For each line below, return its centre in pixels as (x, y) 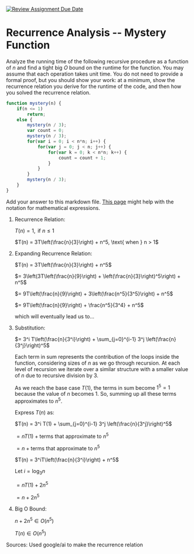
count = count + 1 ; (82, 158)
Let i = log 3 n (30, 472)
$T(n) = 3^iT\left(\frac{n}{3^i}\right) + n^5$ (67, 460)
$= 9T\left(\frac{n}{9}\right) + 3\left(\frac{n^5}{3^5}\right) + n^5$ (94, 294)
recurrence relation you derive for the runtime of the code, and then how (94, 86)
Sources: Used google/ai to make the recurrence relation (75, 545)
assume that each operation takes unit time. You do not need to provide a (95, 74)
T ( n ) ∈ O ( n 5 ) (30, 533)
